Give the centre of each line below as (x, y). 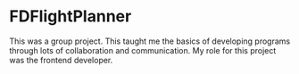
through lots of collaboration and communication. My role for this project (143, 50)
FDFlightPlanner (71, 16)
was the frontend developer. (61, 60)
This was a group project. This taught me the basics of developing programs (150, 41)
